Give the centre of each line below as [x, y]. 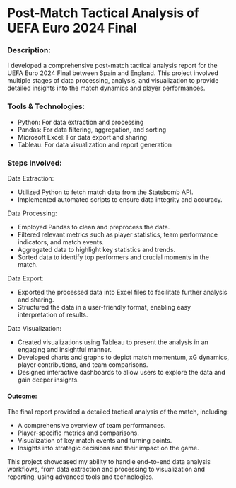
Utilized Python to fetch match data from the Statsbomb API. [105, 192]
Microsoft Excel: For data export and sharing [82, 137]
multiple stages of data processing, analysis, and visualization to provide [113, 81]
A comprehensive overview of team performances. [92, 426]
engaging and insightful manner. [64, 350]
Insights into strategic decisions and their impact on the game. [108, 448]
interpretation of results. [53, 315]
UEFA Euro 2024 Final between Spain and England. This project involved [113, 73]
